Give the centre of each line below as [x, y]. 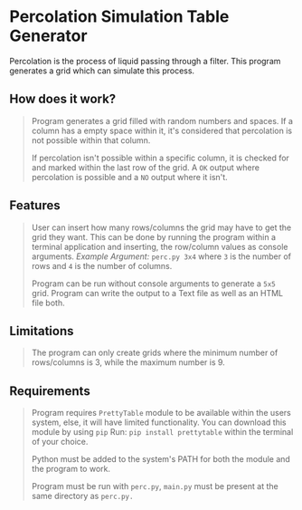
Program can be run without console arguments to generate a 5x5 [153, 284]
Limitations [42, 331]
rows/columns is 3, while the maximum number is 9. [128, 362]
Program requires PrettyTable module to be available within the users [161, 413]
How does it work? [63, 99]
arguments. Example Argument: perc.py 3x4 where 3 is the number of [161, 256]
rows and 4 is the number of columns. [102, 265]
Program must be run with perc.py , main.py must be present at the [155, 486]
